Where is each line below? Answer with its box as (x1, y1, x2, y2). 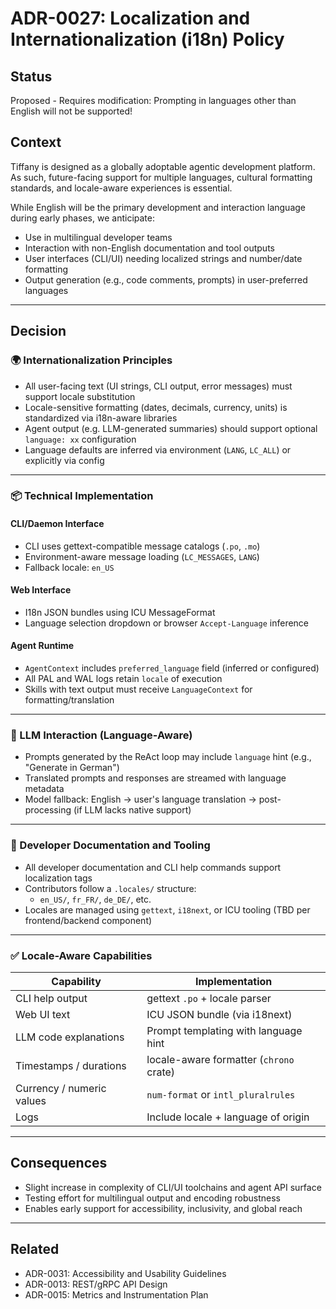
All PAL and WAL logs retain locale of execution (24, 673, 223, 685)
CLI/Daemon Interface (10, 518, 105, 530)
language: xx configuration (24, 433, 137, 445)
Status (10, 68, 53, 85)
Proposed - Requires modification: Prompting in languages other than (10, 95, 297, 106)
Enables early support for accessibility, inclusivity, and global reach (24, 1202, 303, 1214)
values (15, 1093, 47, 1107)
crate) (146, 1065, 176, 1079)
